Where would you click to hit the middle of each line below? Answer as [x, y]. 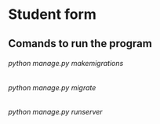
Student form [52, 15]
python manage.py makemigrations [66, 64]
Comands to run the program [80, 44]
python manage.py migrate [52, 87]
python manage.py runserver [56, 112]
